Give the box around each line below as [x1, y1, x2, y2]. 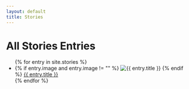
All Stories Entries [6, 39, 96, 53]
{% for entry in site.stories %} [14, 59, 87, 66]
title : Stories [6, 14, 44, 20]
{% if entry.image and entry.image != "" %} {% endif [14, 65, 184, 72]
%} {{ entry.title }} [14, 71, 59, 78]
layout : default [6, 8, 46, 15]
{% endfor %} [14, 77, 49, 84]
